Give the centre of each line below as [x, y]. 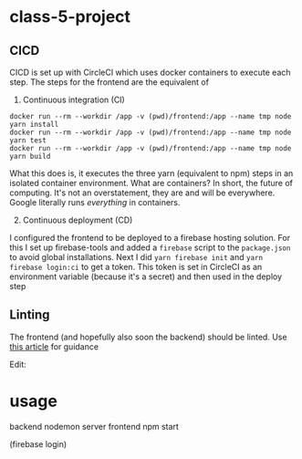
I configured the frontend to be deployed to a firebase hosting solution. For [150, 238]
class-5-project [70, 17]
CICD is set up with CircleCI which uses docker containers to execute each [150, 72]
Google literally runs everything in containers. [95, 202]
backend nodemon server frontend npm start [94, 426]
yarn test [28, 141]
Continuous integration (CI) [73, 99]
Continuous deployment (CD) [78, 220]
